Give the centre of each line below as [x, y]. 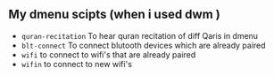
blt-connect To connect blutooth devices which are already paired [143, 45]
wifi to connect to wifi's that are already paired [108, 54]
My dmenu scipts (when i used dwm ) [114, 15]
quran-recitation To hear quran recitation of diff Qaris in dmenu [140, 35]
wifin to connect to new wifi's [77, 64]
